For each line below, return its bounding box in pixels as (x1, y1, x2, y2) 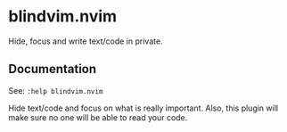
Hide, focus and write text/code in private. (8, 36, 163, 46)
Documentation (8, 62, 97, 77)
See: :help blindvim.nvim (8, 85, 103, 95)
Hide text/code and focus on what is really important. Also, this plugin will (8, 103, 278, 113)
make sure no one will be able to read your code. (8, 111, 188, 122)
